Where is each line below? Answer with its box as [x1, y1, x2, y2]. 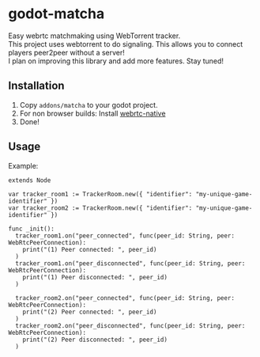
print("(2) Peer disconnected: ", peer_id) [22, 336, 168, 344]
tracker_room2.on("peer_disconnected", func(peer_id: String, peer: [15, 321, 246, 329]
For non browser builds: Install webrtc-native [19, 108, 166, 118]
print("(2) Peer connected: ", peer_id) [22, 308, 157, 316]
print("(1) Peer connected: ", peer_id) [22, 245, 157, 253]
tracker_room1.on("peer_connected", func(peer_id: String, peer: [15, 231, 236, 240]
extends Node [8, 176, 51, 184]
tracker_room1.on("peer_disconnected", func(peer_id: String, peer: [15, 259, 246, 268]
